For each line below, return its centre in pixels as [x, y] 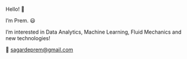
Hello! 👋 [15, 9]
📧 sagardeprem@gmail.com [39, 50]
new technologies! [28, 38]
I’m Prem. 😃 [21, 20]
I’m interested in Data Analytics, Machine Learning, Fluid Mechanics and [93, 32]
